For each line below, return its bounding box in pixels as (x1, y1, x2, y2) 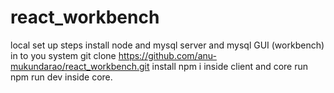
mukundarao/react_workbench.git (10, 60, 150, 72)
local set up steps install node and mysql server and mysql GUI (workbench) (10, 39, 325, 51)
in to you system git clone (10, 49, 117, 61)
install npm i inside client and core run (151, 60, 309, 72)
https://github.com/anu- (118, 49, 217, 61)
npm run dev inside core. (10, 71, 113, 83)
